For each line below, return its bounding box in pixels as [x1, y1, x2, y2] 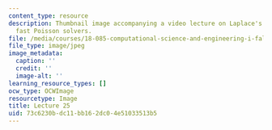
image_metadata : [8, 49, 63, 57]
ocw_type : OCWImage [8, 86, 74, 95]
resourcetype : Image [8, 94, 79, 103]
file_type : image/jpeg [8, 42, 85, 50]
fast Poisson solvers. [15, 27, 92, 35]
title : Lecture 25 [8, 102, 70, 110]
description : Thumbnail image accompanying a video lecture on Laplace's [8, 19, 263, 27]
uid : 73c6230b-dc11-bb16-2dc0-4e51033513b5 [8, 110, 158, 118]
